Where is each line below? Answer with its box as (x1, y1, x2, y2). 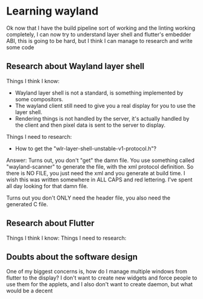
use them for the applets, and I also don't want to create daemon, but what (6, 281, 193, 288)
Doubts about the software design (6, 252, 138, 262)
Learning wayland (6, 4, 99, 18)
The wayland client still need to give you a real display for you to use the (15, 102, 196, 109)
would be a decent (6, 287, 53, 295)
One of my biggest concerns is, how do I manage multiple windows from (6, 268, 188, 275)
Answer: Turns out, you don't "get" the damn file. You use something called (6, 156, 195, 164)
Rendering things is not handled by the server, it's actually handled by (15, 115, 190, 122)
